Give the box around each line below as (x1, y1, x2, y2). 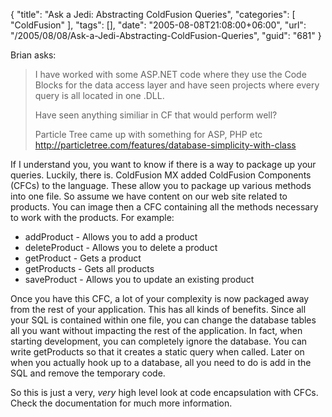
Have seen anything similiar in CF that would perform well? (34, 109, 278, 121)
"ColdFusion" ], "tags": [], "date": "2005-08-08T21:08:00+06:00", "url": (10, 19, 307, 31)
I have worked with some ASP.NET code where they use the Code (34, 69, 307, 80)
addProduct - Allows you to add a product (24, 231, 198, 243)
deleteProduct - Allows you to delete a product (24, 242, 218, 253)
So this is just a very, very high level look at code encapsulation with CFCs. (10, 387, 319, 398)
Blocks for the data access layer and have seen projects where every (34, 79, 320, 91)
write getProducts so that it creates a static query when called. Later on (10, 346, 305, 358)
